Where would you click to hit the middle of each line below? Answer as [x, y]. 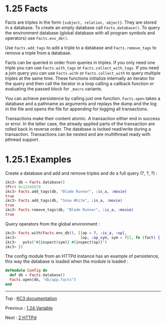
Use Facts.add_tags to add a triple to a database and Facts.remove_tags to [81, 47]
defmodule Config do [26, 271]
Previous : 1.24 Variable [29, 308]
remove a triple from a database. [38, 53]
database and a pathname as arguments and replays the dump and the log [81, 103]
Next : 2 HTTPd [21, 318]
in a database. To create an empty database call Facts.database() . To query [83, 27]
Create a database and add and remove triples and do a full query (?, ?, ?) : [81, 173]
